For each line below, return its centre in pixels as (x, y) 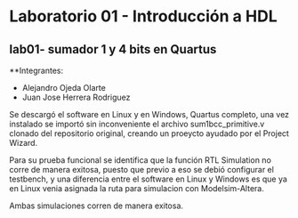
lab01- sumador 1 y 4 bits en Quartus (113, 49)
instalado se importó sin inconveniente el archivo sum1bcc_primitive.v (137, 124)
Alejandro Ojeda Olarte (64, 88)
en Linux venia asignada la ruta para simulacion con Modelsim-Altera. (137, 188)
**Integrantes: (36, 70)
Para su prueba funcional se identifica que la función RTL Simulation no (140, 160)
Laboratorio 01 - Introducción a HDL (143, 16)
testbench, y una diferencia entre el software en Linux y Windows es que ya (148, 179)
